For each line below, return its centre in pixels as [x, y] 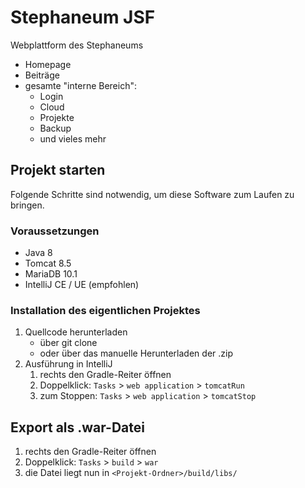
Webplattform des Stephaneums [77, 45]
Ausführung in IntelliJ [68, 364]
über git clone [68, 343]
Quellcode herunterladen [76, 332]
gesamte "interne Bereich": [80, 85]
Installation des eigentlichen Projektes [105, 310]
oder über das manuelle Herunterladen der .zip [136, 353]
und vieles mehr [73, 138]
